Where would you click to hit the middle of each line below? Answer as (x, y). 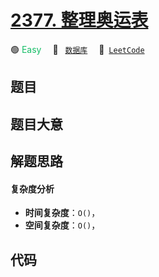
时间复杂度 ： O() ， (62, 213)
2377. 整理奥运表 (79, 20)
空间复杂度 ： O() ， (62, 225)
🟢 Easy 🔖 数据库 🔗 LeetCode (77, 49)
